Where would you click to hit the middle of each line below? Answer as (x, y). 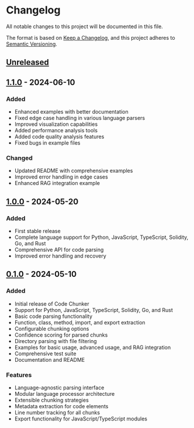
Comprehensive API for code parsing (59, 250)
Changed (20, 157)
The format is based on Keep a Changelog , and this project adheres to (91, 37)
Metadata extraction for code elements (61, 406)
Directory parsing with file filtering (56, 341)
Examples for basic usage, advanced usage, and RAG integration (93, 347)
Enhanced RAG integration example (57, 183)
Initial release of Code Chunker (52, 304)
